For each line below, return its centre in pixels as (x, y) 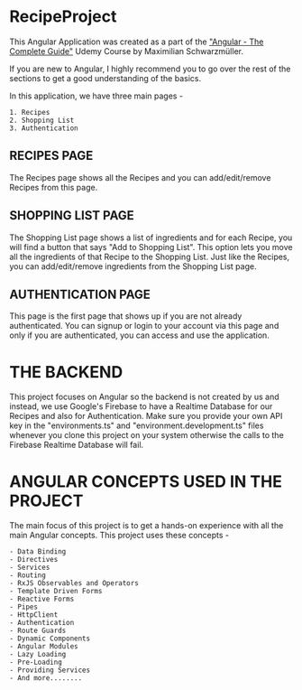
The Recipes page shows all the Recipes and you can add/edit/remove (140, 177)
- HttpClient (34, 615)
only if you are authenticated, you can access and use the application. (140, 335)
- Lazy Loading (38, 655)
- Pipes (24, 607)
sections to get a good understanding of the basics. (105, 78)
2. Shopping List (42, 120)
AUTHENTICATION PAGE (80, 294)
